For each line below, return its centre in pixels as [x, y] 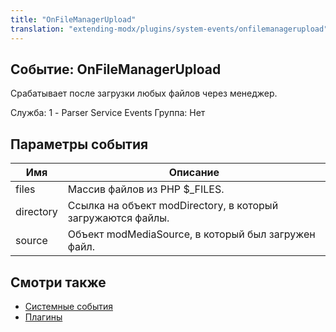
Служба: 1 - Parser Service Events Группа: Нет [108, 113]
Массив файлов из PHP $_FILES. [146, 189]
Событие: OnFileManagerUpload [116, 69]
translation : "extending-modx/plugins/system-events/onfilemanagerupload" [169, 29]
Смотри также [58, 282]
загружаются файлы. [118, 218]
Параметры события [79, 144]
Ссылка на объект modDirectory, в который [173, 206]
